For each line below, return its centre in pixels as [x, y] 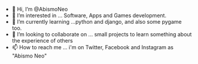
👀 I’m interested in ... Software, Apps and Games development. [89, 15]
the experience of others [42, 41]
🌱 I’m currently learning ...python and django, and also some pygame [97, 22]
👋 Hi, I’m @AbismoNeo [40, 9]
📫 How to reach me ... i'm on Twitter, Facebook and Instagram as [92, 47]
